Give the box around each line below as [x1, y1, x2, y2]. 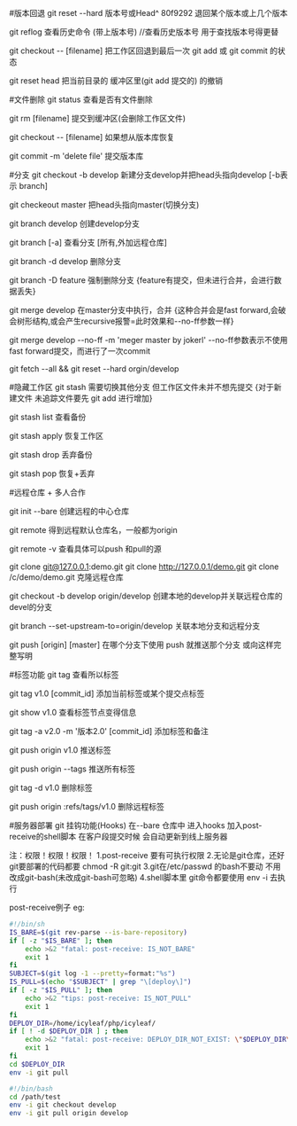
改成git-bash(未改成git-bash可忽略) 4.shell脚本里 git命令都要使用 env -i [9, 872, 268, 882]
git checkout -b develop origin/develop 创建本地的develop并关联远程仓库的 [9, 590, 283, 601]
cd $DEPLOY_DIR [9, 1060, 65, 1068]
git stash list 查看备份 [9, 411, 87, 422]
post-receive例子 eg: [9, 903, 86, 912]
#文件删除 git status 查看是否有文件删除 [9, 94, 153, 105]
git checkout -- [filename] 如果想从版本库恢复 [9, 132, 175, 142]
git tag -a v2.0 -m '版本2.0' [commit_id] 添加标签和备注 [9, 726, 209, 736]
